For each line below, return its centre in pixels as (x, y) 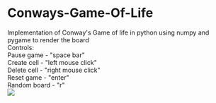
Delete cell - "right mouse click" (54, 70)
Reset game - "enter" (38, 77)
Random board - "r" (36, 85)
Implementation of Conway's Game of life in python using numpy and (108, 32)
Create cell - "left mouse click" (52, 62)
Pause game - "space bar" (46, 55)
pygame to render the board (49, 40)
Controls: (21, 47)
